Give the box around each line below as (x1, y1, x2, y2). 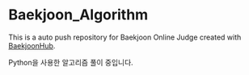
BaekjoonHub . (8, 40, 56, 50)
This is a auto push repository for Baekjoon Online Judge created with (8, 32, 242, 42)
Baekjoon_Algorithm (8, 6, 149, 24)
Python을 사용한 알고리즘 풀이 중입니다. (8, 57, 133, 67)
